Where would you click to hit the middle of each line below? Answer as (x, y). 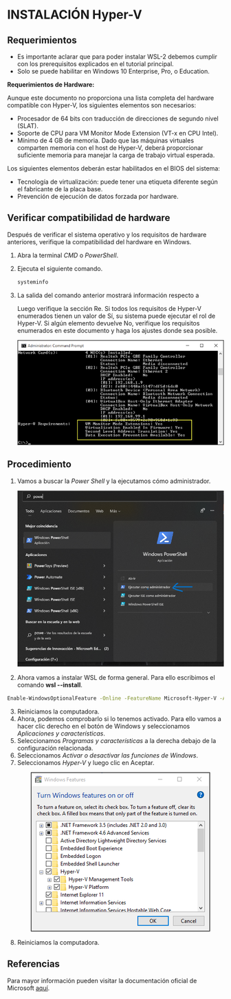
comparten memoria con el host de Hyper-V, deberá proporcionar (110, 148)
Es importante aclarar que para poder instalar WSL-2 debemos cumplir (117, 56)
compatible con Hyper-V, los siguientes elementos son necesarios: (102, 105)
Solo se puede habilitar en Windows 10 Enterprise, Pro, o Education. (113, 71)
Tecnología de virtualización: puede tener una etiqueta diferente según (118, 182)
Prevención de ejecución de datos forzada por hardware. (98, 196)
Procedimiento (40, 464)
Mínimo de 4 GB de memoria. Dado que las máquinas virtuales (106, 140)
